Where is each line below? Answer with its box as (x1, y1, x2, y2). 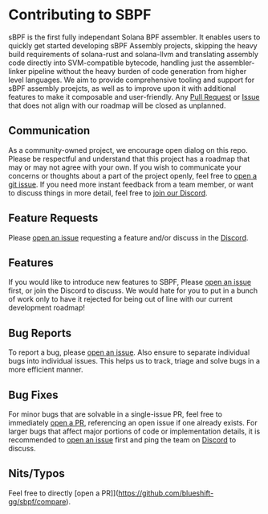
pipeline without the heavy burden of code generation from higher (27, 66, 247, 76)
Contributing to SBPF (8, 6, 152, 24)
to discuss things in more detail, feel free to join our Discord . (8, 187, 208, 198)
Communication (8, 124, 91, 138)
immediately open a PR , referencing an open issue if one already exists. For (8, 418, 258, 427)
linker (8, 66, 26, 76)
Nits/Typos (8, 467, 66, 480)
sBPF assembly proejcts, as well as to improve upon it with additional (8, 83, 237, 93)
